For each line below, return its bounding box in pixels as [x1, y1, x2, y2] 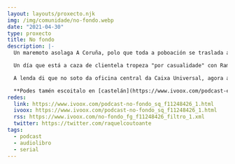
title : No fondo [7, 36, 55, 43]
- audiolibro [13, 139, 52, 146]
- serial [13, 146, 39, 153]
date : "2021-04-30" [7, 23, 64, 30]
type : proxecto [7, 29, 52, 37]
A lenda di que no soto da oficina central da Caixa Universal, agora [13, 74, 224, 81]
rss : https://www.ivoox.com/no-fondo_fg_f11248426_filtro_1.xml [13, 114, 205, 121]
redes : [7, 94, 27, 101]
